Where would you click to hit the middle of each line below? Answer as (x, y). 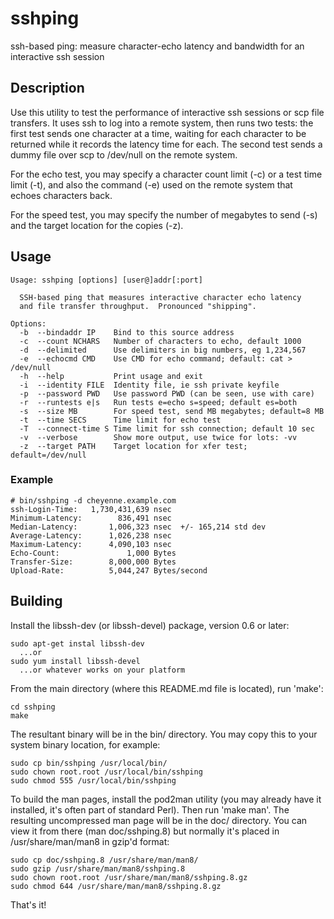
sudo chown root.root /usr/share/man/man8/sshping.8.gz (129, 877)
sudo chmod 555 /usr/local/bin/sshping (93, 780)
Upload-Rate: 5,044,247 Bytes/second (109, 570)
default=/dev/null (48, 455)
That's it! (28, 904)
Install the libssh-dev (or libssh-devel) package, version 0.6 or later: (150, 625)
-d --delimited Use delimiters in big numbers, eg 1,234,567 (163, 350)
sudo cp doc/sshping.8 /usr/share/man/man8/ (104, 860)
